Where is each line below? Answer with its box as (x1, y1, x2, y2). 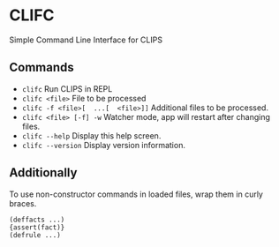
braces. (9, 198, 37, 208)
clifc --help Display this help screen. (21, 130, 162, 141)
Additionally (9, 165, 78, 181)
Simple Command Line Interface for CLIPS (9, 34, 163, 45)
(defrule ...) (9, 230, 62, 239)
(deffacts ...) (9, 215, 65, 224)
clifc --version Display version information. (21, 139, 185, 150)
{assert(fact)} (9, 222, 65, 232)
